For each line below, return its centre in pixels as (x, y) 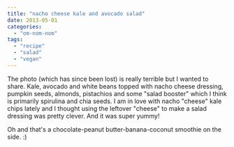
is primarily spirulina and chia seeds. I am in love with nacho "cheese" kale (115, 101)
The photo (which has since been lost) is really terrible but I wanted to (108, 79)
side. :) (17, 137)
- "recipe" (29, 46)
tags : (15, 40)
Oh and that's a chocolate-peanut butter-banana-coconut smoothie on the (115, 129)
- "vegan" (28, 59)
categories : (24, 26)
